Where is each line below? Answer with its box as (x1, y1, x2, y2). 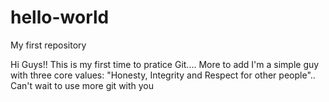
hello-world (10, 6, 110, 29)
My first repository (10, 39, 87, 51)
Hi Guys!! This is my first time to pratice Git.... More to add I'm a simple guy (10, 58, 320, 70)
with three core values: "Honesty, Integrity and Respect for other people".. (10, 69, 316, 81)
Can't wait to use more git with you (10, 79, 155, 91)
